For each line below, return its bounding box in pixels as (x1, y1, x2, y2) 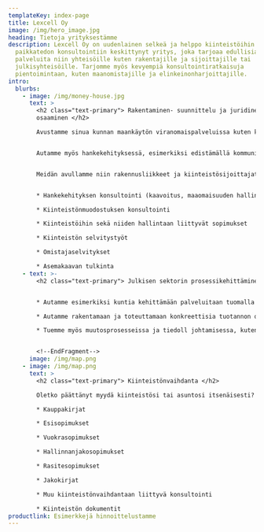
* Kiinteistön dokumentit (36, 504, 122, 512)
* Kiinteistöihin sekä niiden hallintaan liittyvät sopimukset (36, 220, 247, 228)
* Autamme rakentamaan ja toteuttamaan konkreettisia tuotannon (36, 312, 251, 320)
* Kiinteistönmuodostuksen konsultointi (36, 205, 170, 213)
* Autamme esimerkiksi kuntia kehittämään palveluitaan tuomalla (36, 298, 255, 306)
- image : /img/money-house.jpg (22, 92, 125, 100)
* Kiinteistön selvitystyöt (36, 234, 128, 242)
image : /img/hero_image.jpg (8, 26, 101, 34)
